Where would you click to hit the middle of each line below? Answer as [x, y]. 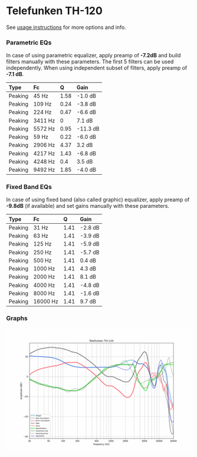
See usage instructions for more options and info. [66, 27]
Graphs [17, 318]
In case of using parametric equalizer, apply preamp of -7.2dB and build [93, 56]
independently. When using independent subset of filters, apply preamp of [97, 68]
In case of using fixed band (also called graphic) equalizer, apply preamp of [98, 200]
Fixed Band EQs [29, 187]
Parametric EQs [29, 43]
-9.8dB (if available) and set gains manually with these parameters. [88, 206]
